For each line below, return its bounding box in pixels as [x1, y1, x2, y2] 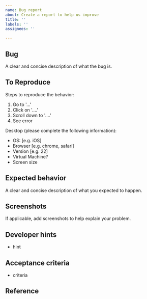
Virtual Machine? [12, 153, 48, 159]
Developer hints [5, 230, 57, 239]
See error [12, 118, 33, 124]
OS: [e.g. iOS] [12, 137, 42, 143]
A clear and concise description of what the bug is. [5, 63, 112, 69]
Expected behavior [5, 174, 67, 182]
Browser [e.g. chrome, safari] [12, 143, 75, 149]
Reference [5, 287, 39, 295]
